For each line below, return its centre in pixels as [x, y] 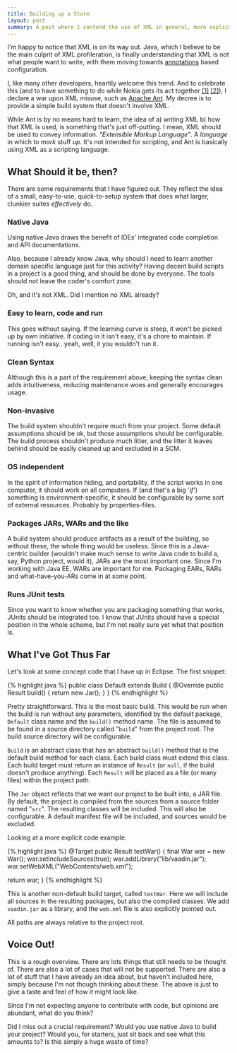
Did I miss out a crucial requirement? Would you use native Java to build [112, 1026]
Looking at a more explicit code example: [67, 837]
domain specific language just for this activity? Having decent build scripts [116, 266]
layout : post [26, 20]
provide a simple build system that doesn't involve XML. [89, 106]
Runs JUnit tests [36, 594]
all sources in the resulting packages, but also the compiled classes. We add [118, 901]
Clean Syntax [31, 362]
